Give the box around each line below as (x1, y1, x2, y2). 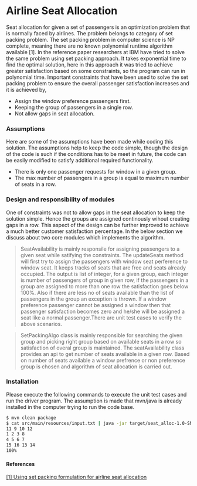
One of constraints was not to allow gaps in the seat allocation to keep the (6, 209, 185, 216)
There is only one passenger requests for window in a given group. (14, 168, 177, 175)
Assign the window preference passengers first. (14, 97, 131, 104)
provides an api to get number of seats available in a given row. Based (20, 350, 190, 357)
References (6, 460, 35, 467)
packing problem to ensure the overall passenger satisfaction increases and (6, 79, 189, 86)
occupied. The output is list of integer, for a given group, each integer (20, 270, 189, 277)
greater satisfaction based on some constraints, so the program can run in (6, 67, 186, 74)
